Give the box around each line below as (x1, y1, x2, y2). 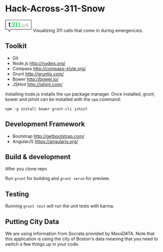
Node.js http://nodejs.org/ (12, 60, 66, 66)
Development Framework (5, 120, 85, 128)
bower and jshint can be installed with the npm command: (5, 96, 121, 102)
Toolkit (5, 42, 27, 50)
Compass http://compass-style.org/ (12, 65, 86, 71)
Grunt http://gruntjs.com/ (12, 70, 64, 77)
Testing (5, 189, 29, 198)
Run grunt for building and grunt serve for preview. (5, 176, 110, 182)
